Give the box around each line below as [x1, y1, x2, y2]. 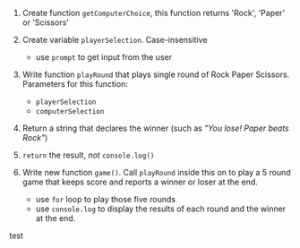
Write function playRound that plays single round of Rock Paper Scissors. [21, 69, 290, 80]
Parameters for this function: [21, 79, 128, 89]
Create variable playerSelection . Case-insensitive [21, 35, 208, 45]
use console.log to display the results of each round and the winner [35, 203, 287, 214]
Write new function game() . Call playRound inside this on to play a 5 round [21, 167, 291, 177]
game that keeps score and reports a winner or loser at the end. [21, 176, 258, 187]
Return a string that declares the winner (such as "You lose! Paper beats [21, 123, 289, 133]
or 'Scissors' [21, 17, 69, 28]
